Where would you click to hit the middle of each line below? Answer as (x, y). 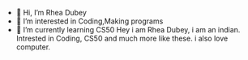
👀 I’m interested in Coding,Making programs (90, 21)
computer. (33, 47)
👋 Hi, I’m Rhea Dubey (51, 13)
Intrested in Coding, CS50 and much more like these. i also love (122, 38)
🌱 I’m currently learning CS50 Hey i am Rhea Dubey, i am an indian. (128, 30)
